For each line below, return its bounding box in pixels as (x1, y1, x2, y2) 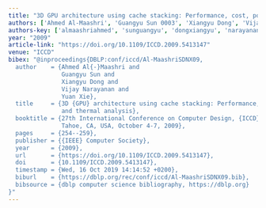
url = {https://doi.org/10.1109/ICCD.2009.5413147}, (15, 151, 215, 159)
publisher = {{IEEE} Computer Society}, (15, 136, 150, 145)
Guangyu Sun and (61, 70, 115, 78)
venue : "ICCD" (8, 48, 55, 56)
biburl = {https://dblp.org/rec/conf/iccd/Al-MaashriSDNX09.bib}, (15, 173, 249, 182)
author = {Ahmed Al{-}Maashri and (15, 63, 140, 71)
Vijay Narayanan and (61, 85, 129, 93)
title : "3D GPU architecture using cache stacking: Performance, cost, (8, 11, 249, 20)
